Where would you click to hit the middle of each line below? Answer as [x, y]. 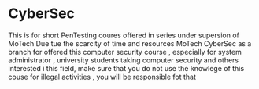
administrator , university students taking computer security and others [124, 60]
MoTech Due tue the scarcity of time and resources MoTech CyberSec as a [130, 43]
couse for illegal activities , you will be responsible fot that [102, 77]
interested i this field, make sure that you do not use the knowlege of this [126, 68]
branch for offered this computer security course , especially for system [125, 52]
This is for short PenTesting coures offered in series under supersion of [124, 35]
